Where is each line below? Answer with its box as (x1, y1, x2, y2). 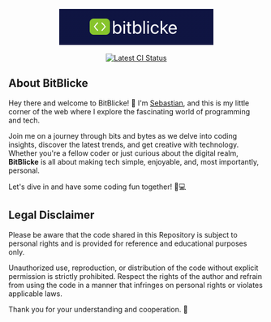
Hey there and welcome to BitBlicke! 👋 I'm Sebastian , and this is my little (8, 98, 250, 108)
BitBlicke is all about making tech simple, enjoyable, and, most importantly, (8, 157, 260, 166)
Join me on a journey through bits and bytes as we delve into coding (8, 131, 238, 140)
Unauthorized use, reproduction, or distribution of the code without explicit (8, 263, 259, 273)
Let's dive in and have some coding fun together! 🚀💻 (8, 182, 187, 191)
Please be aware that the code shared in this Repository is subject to (8, 230, 238, 239)
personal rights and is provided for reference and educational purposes (8, 238, 247, 248)
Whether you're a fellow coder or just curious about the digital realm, (8, 148, 239, 158)
